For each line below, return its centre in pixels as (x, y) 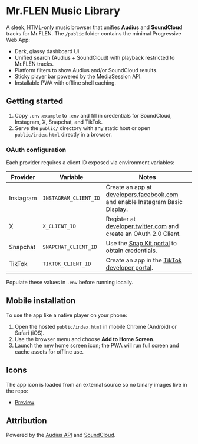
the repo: (17, 391)
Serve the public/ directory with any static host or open (82, 128)
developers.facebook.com (142, 195)
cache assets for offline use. (49, 351)
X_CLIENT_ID (60, 226)
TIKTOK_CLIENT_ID (67, 264)
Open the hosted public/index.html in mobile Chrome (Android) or (95, 326)
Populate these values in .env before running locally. (70, 283)
